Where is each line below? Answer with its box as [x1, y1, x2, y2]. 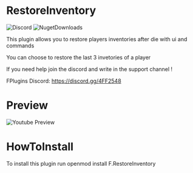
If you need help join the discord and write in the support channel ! [6, 65, 173, 73]
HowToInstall [6, 140, 74, 154]
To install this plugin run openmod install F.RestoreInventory [6, 160, 156, 167]
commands [6, 42, 35, 49]
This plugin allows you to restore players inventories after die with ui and [6, 35, 188, 42]
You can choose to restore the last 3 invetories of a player [6, 53, 151, 61]
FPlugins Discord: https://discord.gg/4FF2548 [6, 77, 121, 84]
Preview [6, 98, 49, 112]
